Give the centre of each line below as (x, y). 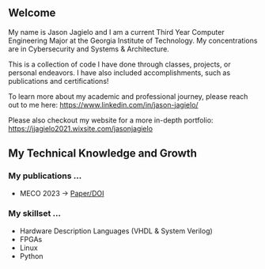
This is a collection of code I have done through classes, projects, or (119, 64)
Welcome (32, 13)
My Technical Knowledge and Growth (103, 153)
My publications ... (45, 176)
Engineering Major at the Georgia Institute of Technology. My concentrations (133, 40)
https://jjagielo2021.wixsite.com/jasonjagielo (80, 128)
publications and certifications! (59, 81)
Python (31, 256)
